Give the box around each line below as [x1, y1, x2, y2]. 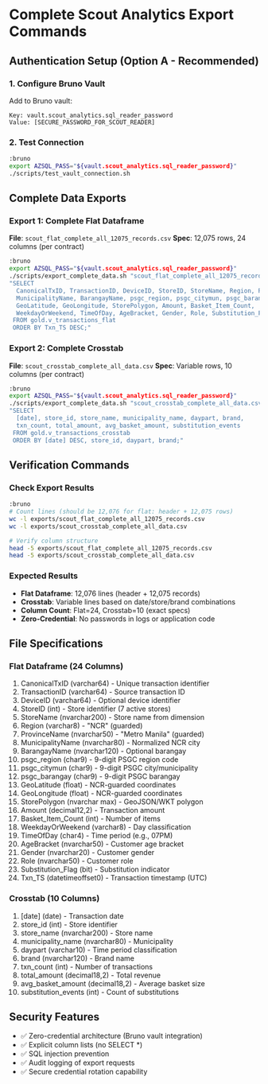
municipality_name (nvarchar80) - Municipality [20, 936, 173, 946]
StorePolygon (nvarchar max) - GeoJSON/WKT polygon [20, 797, 204, 806]
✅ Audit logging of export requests [20, 1058, 135, 1067]
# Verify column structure [9, 537, 99, 545]
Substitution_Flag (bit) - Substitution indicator [20, 864, 170, 874]
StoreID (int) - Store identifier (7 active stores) [20, 704, 172, 713]
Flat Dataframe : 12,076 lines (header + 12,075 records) [20, 589, 201, 598]
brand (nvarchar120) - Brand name [20, 953, 134, 963]
